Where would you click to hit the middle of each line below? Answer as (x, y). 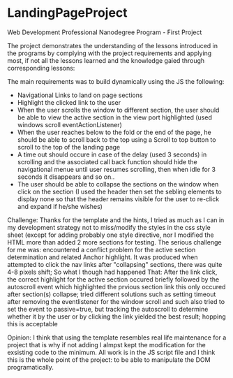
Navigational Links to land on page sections (80, 95)
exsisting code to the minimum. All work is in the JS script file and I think (111, 352)
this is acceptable (32, 324)
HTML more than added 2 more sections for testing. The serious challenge (114, 242)
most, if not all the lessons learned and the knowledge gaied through (106, 60)
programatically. (30, 367)
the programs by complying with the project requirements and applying (110, 53)
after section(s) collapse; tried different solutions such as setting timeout (112, 294)
